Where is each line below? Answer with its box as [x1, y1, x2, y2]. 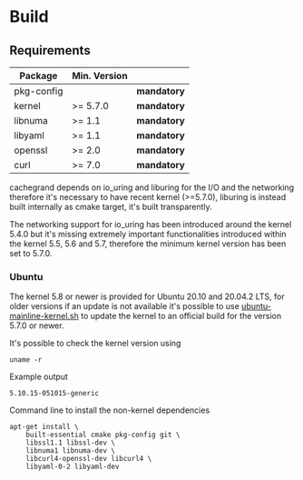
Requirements [9, 43, 91, 58]
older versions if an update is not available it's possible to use [9, 301, 240, 312]
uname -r [9, 355, 43, 365]
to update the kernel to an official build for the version [80, 311, 282, 322]
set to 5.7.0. [9, 248, 53, 258]
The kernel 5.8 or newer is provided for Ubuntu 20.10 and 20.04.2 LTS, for [9, 291, 286, 302]
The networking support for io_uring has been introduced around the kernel [9, 219, 292, 229]
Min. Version [72, 70, 129, 82]
